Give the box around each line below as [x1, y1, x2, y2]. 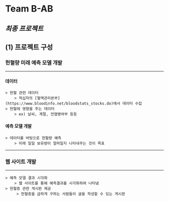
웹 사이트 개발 [5, 158, 37, 165]
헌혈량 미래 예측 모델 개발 [5, 59, 63, 66]
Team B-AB [5, 3, 54, 15]
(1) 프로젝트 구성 [5, 43, 53, 51]
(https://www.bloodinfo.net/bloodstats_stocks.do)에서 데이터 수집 [5, 101, 142, 106]
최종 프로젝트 [5, 24, 44, 33]
